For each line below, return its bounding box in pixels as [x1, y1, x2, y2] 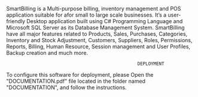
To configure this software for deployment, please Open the [6, 71, 154, 78]
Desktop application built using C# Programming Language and [26, 18, 183, 24]
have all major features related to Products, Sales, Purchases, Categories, [6, 30, 188, 37]
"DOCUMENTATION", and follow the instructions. [6, 84, 127, 91]
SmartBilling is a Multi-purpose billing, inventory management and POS [6, 5, 181, 12]
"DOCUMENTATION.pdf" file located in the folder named [6, 77, 145, 85]
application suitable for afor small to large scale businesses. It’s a [6, 11, 167, 18]
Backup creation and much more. [6, 49, 89, 56]
